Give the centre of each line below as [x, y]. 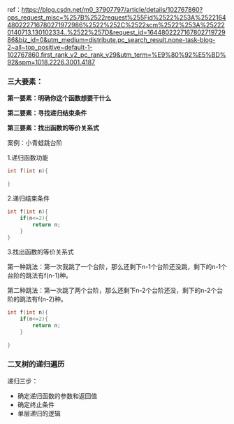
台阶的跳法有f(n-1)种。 [39, 275]
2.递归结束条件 [29, 198]
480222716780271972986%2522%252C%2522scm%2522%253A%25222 [116, 25]
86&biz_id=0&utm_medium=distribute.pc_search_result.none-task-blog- [111, 40]
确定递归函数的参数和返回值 [57, 396]
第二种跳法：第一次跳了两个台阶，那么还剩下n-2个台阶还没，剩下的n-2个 [112, 290]
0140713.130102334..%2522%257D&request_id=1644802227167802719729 [116, 32]
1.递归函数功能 [28, 158]
